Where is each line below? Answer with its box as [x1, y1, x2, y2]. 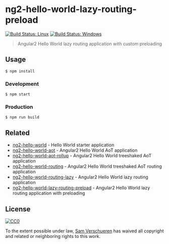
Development [5, 80, 39, 87]
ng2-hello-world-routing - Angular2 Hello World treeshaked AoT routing [12, 163, 162, 169]
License [5, 205, 31, 213]
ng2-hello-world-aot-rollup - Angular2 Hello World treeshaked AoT [12, 153, 152, 159]
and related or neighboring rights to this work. [5, 233, 101, 239]
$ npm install [5, 69, 35, 74]
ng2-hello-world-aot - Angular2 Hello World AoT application [12, 147, 138, 153]
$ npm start [5, 92, 30, 97]
